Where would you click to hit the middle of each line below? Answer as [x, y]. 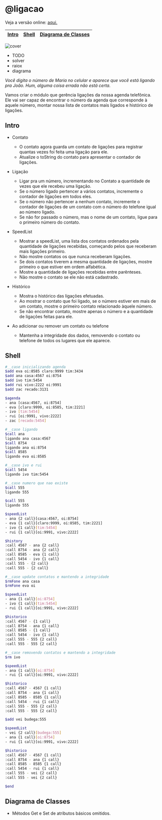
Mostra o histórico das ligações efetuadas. [62, 296]
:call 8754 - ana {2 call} [32, 550]
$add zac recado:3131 [27, 389]
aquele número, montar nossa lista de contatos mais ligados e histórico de [79, 105]
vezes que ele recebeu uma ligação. [55, 186]
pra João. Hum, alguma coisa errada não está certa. [58, 85]
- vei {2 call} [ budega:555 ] [33, 733]
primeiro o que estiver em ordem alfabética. [63, 267]
